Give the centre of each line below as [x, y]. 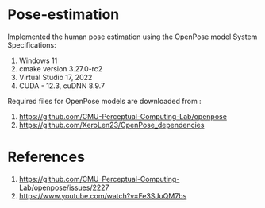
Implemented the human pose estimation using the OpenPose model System [132, 37]
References [46, 157]
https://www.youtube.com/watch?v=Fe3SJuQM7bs [103, 195]
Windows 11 [38, 60]
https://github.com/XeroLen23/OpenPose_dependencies [111, 125]
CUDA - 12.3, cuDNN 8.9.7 [62, 86]
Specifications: [32, 44]
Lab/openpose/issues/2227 [64, 187]
